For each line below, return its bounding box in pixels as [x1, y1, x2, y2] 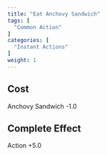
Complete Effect [7, 122, 81, 134]
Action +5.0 [7, 141, 41, 150]
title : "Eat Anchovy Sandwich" [7, 10, 101, 18]
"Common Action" [14, 23, 62, 31]
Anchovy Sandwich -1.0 [7, 102, 77, 110]
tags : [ [7, 17, 31, 24]
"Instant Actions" [14, 43, 69, 50]
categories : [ [7, 37, 50, 44]
